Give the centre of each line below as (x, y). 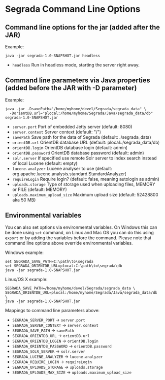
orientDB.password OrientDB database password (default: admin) (78, 153)
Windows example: (24, 253)
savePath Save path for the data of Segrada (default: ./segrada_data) (82, 137)
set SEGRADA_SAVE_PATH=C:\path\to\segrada (49, 261)
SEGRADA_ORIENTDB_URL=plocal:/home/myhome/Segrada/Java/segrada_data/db (81, 292)
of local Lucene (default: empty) (45, 163)
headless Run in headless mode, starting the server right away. (76, 65)
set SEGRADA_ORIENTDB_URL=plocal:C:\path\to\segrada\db (64, 266)
